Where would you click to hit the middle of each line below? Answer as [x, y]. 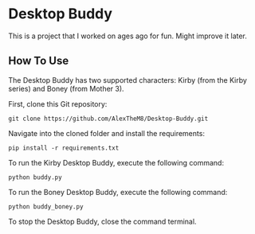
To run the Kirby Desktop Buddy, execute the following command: [116, 162]
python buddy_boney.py [46, 207]
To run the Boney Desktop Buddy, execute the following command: [118, 192]
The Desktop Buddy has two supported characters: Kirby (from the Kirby [127, 80]
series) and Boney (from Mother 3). [67, 88]
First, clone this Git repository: [58, 103]
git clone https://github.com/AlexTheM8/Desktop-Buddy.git [108, 119]
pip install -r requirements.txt [64, 148]
